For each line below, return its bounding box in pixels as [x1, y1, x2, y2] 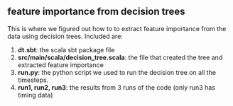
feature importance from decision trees [7, 6, 186, 18]
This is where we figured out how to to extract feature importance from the [7, 24, 227, 33]
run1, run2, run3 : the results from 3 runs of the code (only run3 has [17, 83, 215, 91]
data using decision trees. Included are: [7, 32, 123, 40]
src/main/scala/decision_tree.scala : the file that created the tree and [17, 53, 223, 61]
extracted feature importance [17, 60, 104, 69]
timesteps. [17, 76, 49, 84]
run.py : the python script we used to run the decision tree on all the [17, 68, 217, 76]
